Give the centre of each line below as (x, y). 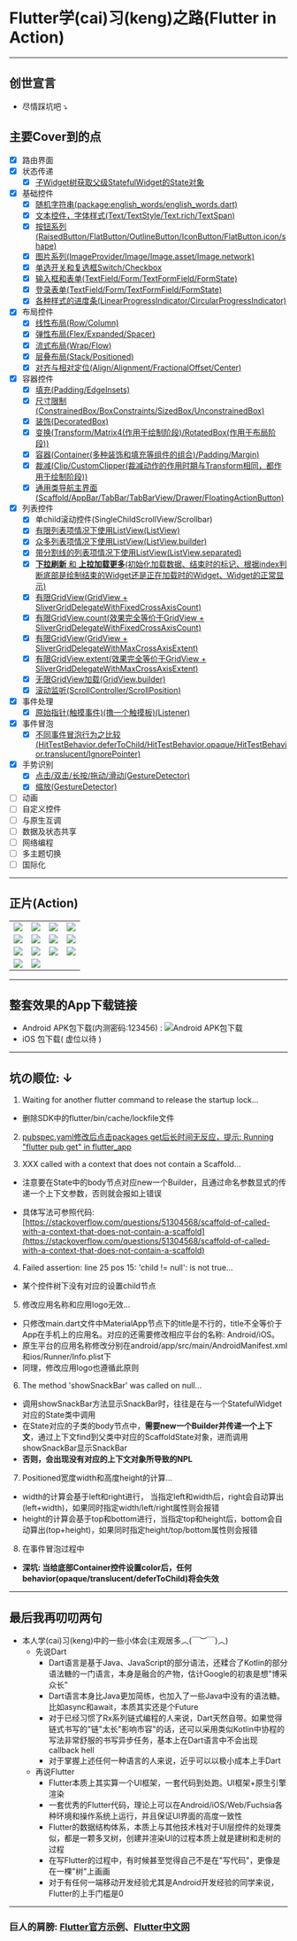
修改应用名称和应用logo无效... (76, 1305)
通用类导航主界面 (66, 488)
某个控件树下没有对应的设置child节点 (89, 1286)
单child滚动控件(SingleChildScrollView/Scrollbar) (124, 520)
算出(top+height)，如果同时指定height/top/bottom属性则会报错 (144, 1530)
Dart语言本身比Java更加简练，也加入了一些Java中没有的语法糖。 (167, 1696)
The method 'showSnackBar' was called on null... (112, 1386)
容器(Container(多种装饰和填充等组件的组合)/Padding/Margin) (147, 454)
